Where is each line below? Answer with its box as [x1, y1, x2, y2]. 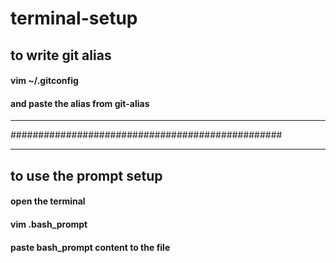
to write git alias [10, 47, 112, 64]
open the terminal [10, 195, 86, 207]
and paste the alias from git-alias [10, 97, 150, 109]
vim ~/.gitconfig [10, 75, 79, 87]
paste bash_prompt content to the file [10, 241, 171, 253]
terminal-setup [10, 7, 138, 30]
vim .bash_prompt [10, 218, 88, 230]
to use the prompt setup [10, 167, 163, 184]
